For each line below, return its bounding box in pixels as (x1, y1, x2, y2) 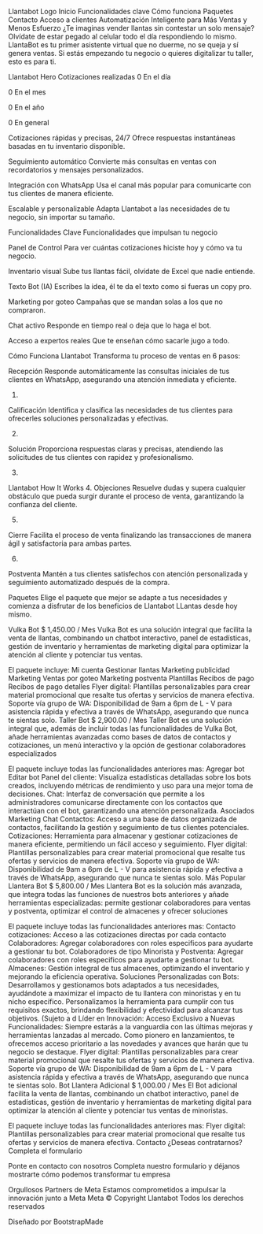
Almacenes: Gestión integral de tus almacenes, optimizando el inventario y (8, 964, 250, 973)
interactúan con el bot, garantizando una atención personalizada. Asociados (8, 806, 255, 815)
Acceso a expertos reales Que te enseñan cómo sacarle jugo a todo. (8, 336, 230, 345)
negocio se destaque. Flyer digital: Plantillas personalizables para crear (8, 1047, 239, 1056)
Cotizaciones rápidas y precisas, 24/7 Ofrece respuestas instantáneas (8, 133, 236, 143)
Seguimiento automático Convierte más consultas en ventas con (8, 157, 217, 166)
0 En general (8, 118, 49, 127)
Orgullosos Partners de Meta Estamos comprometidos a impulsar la (8, 1185, 226, 1194)
